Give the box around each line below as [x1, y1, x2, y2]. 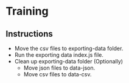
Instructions [5, 29, 53, 39]
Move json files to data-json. [23, 64, 96, 71]
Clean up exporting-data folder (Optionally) [14, 58, 123, 65]
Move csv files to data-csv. [23, 71, 92, 78]
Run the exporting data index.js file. [14, 51, 104, 59]
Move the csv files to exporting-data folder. [14, 45, 124, 52]
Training [5, 4, 49, 18]
